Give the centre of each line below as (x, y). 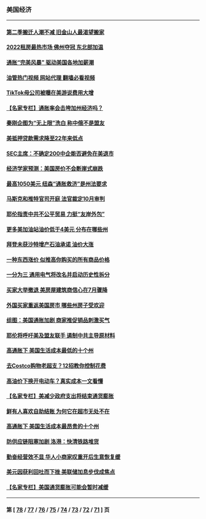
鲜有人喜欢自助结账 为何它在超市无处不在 (58, 411)
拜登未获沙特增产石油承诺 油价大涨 (50, 244)
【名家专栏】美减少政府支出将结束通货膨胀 (60, 396)
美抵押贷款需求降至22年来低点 (45, 138)
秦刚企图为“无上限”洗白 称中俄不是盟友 (56, 123)
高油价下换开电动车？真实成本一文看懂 (55, 381)
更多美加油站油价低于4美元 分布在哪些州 (57, 229)
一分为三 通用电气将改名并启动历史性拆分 (58, 275)
